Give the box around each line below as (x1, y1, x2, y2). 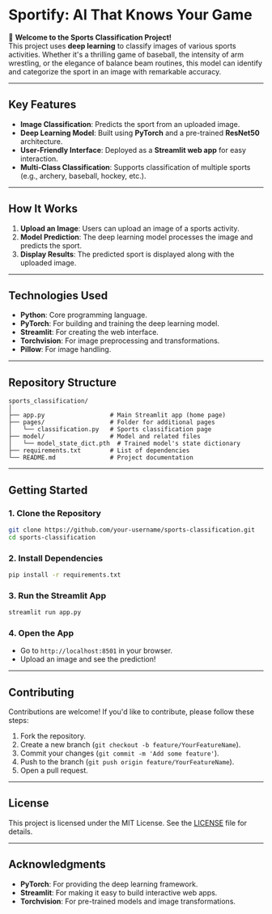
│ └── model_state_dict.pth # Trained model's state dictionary (8, 439, 241, 448)
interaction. (19, 154, 58, 163)
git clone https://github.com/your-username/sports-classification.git (8, 526, 255, 534)
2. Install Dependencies (8, 552, 104, 564)
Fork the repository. (19, 731, 87, 741)
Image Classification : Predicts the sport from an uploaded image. (19, 119, 240, 129)
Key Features (8, 98, 77, 112)
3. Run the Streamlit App (8, 590, 107, 601)
